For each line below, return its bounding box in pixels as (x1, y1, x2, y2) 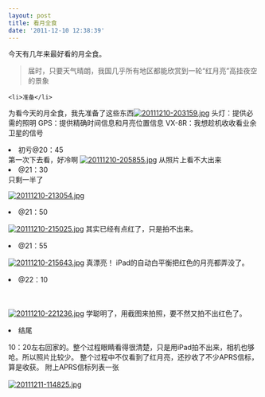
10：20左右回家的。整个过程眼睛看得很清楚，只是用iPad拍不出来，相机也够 (8, 343, 255, 352)
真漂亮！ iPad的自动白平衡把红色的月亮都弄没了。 (86, 258, 249, 267)
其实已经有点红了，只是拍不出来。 (85, 224, 197, 234)
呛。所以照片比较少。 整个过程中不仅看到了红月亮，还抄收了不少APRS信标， (8, 352, 259, 362)
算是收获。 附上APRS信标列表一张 (8, 363, 119, 372)
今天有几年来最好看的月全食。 (8, 49, 106, 59)
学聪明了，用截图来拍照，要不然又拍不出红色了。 (86, 309, 247, 318)
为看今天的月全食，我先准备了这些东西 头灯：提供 (8, 108, 247, 118)
